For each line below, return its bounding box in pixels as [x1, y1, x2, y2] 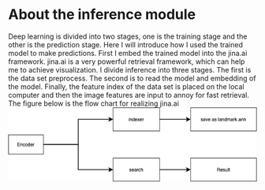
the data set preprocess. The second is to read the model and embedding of [8, 73, 256, 83]
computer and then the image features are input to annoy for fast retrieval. [8, 90, 250, 99]
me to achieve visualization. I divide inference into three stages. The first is [8, 65, 252, 74]
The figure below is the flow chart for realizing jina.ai [8, 99, 180, 108]
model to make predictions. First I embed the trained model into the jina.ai [8, 48, 248, 58]
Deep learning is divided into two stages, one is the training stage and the [8, 32, 248, 41]
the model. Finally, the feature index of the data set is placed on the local [8, 81, 244, 91]
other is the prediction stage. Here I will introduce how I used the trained [8, 39, 243, 49]
